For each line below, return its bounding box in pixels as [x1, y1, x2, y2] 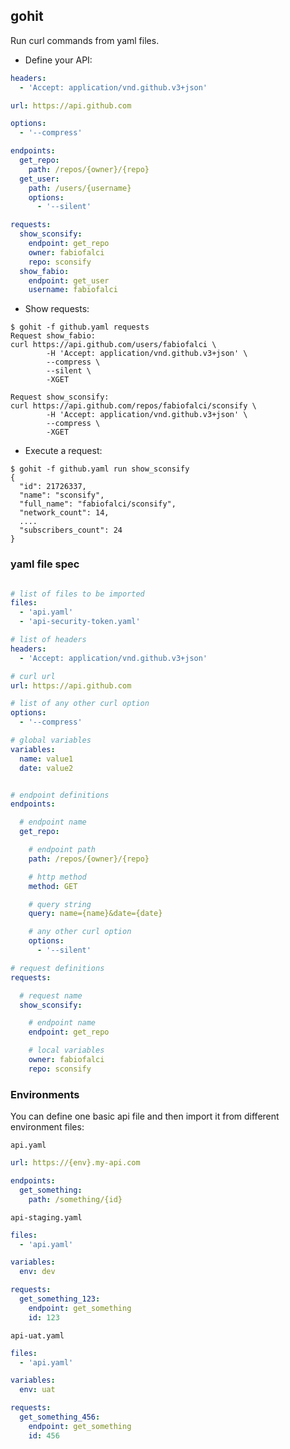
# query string [28, 899, 92, 909]
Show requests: [24, 303, 90, 315]
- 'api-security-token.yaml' [19, 617, 141, 627]
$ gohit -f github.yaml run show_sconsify [10, 464, 190, 474]
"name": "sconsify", [19, 490, 105, 501]
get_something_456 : [19, 1412, 101, 1423]
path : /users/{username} [28, 183, 132, 193]
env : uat [19, 1385, 56, 1395]
